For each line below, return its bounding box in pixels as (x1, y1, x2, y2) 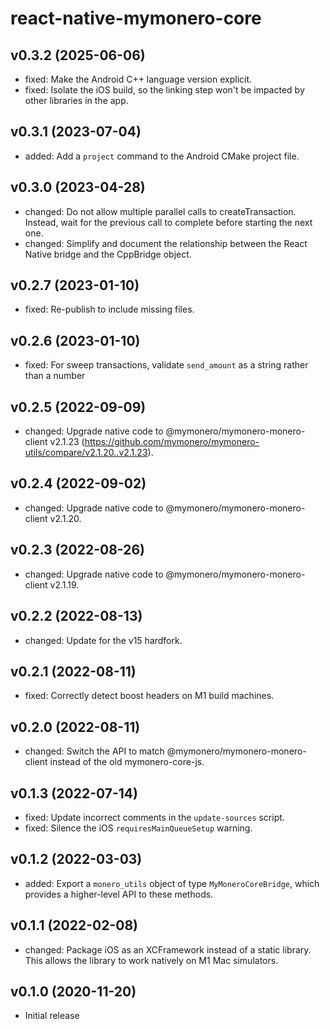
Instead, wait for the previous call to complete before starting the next (24, 216, 313, 228)
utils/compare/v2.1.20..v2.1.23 (24, 447, 148, 459)
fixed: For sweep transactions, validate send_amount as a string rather (24, 359, 309, 371)
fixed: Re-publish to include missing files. (24, 303, 195, 316)
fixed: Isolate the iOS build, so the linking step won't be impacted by (24, 84, 305, 96)
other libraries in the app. (24, 95, 129, 106)
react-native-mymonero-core (10, 7, 262, 30)
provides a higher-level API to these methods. (24, 888, 214, 900)
